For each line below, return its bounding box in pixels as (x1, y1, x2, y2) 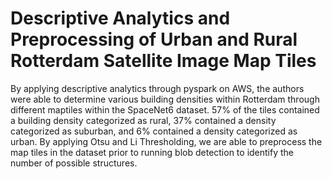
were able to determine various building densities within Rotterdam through (10, 93, 320, 105)
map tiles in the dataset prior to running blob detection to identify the (10, 146, 295, 158)
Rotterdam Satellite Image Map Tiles (10, 50, 317, 72)
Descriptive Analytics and (10, 7, 231, 30)
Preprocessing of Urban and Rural (10, 28, 298, 51)
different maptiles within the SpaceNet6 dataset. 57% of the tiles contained (10, 103, 320, 116)
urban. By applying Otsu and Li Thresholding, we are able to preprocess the (10, 135, 323, 147)
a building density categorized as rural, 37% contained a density (10, 114, 277, 126)
